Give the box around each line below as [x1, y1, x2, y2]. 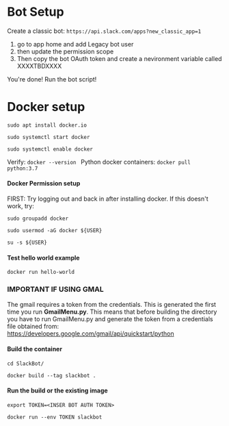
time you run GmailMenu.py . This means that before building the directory [7, 308, 217, 316]
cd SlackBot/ [7, 360, 44, 367]
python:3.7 [7, 165, 38, 172]
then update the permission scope [16, 47, 114, 55]
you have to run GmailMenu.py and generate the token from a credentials [7, 314, 213, 323]
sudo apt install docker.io [7, 121, 87, 129]
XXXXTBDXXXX [16, 62, 62, 70]
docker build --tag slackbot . [7, 372, 96, 379]
